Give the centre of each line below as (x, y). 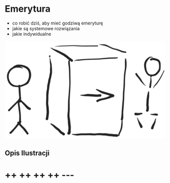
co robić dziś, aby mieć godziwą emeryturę (58, 23)
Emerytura (28, 9)
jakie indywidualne (32, 34)
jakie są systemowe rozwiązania (46, 28)
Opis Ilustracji (27, 153)
